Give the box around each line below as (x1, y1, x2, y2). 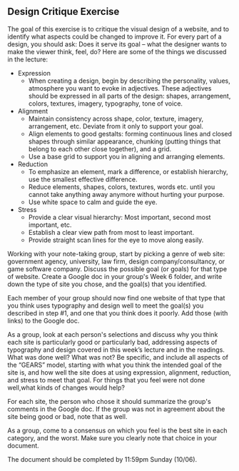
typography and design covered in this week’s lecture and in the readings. (7, 345, 225, 354)
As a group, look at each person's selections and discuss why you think (7, 330, 218, 338)
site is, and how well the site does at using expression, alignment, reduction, (7, 368, 232, 377)
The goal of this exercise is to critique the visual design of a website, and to (7, 24, 230, 33)
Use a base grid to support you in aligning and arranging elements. (28, 152, 225, 161)
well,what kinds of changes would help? (7, 383, 125, 392)
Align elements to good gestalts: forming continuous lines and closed (28, 129, 233, 138)
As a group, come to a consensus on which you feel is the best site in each (7, 426, 228, 435)
